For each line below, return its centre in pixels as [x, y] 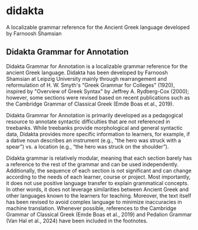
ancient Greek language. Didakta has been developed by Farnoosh [87, 73]
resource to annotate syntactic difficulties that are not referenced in [88, 121]
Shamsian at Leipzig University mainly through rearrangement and [86, 78]
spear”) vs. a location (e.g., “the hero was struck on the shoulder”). [88, 146]
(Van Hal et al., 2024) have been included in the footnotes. [77, 221]
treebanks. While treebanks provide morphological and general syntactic [95, 127]
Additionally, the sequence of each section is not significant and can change [99, 170]
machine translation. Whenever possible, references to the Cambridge [91, 208]
